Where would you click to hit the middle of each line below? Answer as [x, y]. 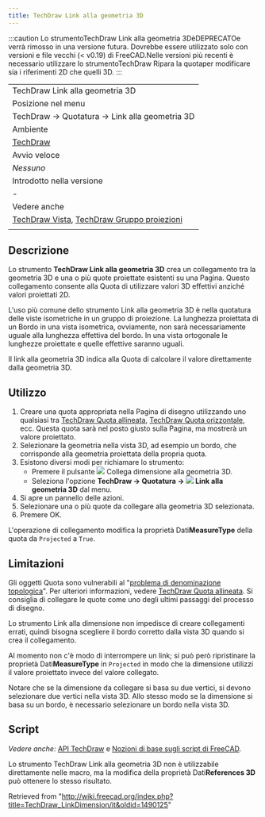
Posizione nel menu [49, 103]
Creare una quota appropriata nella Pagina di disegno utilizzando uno [133, 412]
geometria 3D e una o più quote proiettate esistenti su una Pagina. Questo [129, 278]
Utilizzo [27, 392]
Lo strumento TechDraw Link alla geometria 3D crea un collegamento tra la [132, 270]
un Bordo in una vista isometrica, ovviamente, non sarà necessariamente [127, 327]
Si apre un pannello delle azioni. [72, 498]
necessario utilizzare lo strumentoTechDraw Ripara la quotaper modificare [129, 63]
